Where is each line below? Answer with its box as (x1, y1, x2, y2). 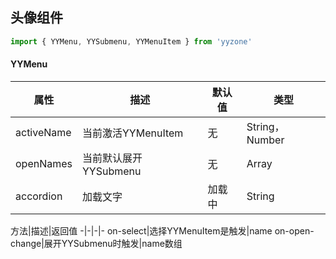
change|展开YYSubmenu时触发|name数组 (10, 237, 183, 249)
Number (246, 133, 285, 147)
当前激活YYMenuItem (82, 126, 184, 140)
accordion (15, 189, 63, 203)
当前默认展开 (82, 151, 143, 165)
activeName (15, 125, 72, 139)
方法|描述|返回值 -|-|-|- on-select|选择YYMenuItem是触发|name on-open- (10, 224, 315, 237)
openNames (15, 156, 73, 170)
